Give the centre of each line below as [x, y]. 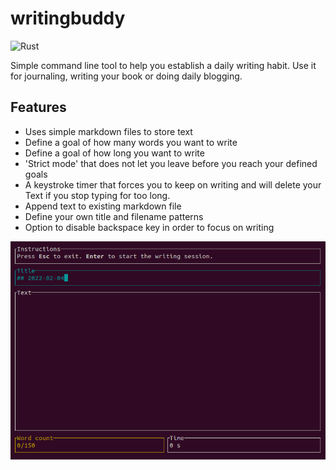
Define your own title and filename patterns [114, 216]
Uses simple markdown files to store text [108, 131]
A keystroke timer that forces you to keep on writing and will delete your [173, 184]
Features [38, 107]
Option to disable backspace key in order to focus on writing [149, 227]
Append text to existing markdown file [103, 206]
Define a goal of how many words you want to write [131, 142]
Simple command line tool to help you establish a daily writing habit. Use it [163, 65]
